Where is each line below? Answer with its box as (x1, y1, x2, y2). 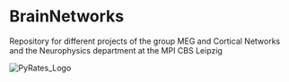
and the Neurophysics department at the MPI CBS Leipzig (9, 45, 223, 55)
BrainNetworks (9, 6, 125, 27)
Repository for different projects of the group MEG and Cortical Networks (9, 36, 281, 46)
